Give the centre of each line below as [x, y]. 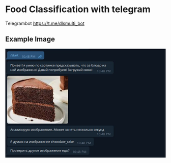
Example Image [30, 39]
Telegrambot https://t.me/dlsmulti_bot [45, 23]
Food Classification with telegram [78, 9]
